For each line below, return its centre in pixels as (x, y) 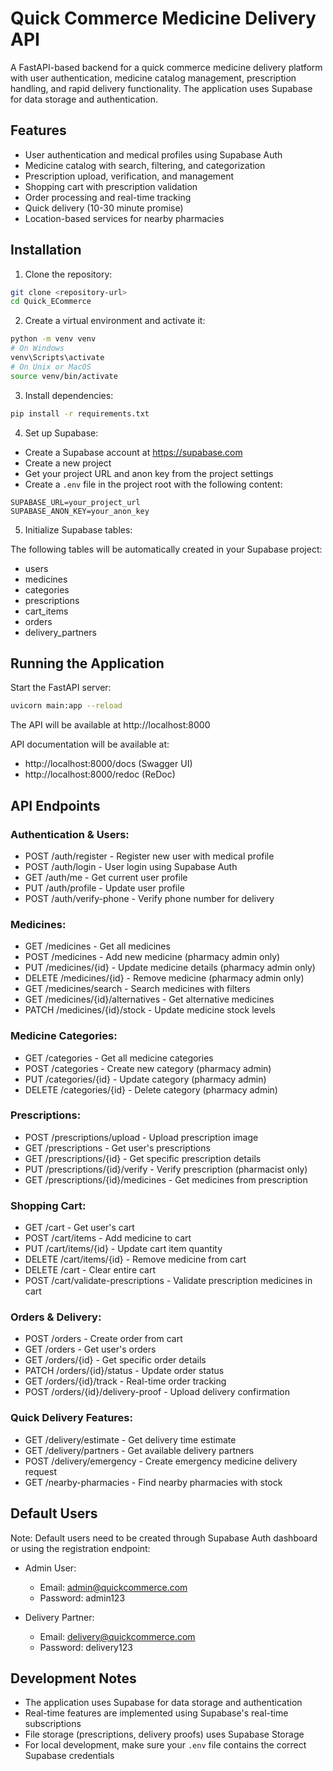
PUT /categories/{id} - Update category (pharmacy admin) (145, 1079)
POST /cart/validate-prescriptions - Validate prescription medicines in (168, 1281)
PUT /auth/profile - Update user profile (104, 888)
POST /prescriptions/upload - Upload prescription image (141, 1137)
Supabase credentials (69, 1756)
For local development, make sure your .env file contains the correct (165, 1745)
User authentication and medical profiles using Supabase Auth (153, 154)
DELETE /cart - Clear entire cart (90, 1270)
